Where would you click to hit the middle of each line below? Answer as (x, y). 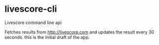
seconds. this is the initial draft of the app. (47, 37)
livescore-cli (31, 9)
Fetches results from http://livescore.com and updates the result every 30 (79, 32)
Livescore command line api (33, 22)
